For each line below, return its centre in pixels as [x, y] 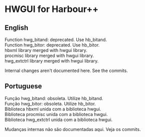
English [16, 28]
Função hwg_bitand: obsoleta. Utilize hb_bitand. [54, 98]
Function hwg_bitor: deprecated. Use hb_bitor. [52, 45]
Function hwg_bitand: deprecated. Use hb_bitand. [56, 39]
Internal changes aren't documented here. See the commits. [66, 70]
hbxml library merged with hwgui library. [46, 50]
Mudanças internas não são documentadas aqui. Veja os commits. [73, 129]
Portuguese [23, 86]
